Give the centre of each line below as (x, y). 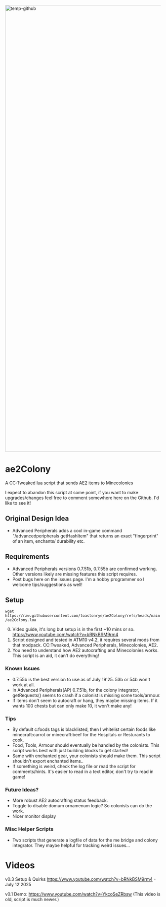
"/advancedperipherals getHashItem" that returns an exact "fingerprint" (85, 536)
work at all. (23, 685)
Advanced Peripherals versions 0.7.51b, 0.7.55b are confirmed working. (84, 569)
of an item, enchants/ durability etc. (48, 541)
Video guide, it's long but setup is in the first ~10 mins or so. (73, 629)
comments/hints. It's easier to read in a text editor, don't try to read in (83, 772)
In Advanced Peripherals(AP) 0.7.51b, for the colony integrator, (76, 690)
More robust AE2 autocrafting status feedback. (60, 800)
